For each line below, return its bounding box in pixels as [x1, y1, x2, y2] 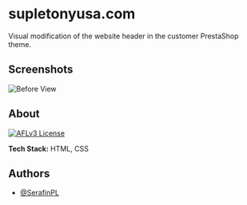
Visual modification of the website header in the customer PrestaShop [8, 31, 239, 41]
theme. [8, 39, 32, 49]
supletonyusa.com [8, 5, 136, 23]
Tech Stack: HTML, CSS [8, 144, 90, 153]
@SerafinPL [19, 188, 60, 198]
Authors [8, 167, 50, 180]
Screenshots [8, 63, 74, 77]
